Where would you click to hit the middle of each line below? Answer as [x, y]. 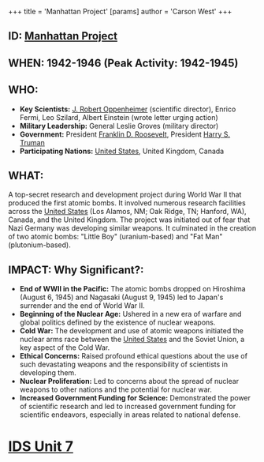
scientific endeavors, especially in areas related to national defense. [130, 415]
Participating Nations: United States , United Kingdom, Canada [122, 151]
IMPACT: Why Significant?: [76, 270]
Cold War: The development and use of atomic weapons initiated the [132, 331]
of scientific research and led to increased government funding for [128, 407]
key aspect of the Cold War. [65, 347]
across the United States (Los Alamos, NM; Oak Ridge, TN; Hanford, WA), [127, 212]
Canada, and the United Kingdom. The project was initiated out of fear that [129, 220]
